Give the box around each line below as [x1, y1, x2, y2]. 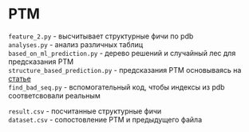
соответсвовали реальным [8, 90, 101, 100]
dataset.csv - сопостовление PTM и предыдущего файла [8, 114, 203, 124]
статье [8, 74, 32, 83]
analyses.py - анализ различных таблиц [8, 39, 144, 49]
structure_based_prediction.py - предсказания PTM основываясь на [8, 65, 242, 74]
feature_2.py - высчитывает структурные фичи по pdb [8, 31, 194, 41]
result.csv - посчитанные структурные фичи [8, 106, 162, 116]
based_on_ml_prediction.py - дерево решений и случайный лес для [8, 48, 236, 58]
